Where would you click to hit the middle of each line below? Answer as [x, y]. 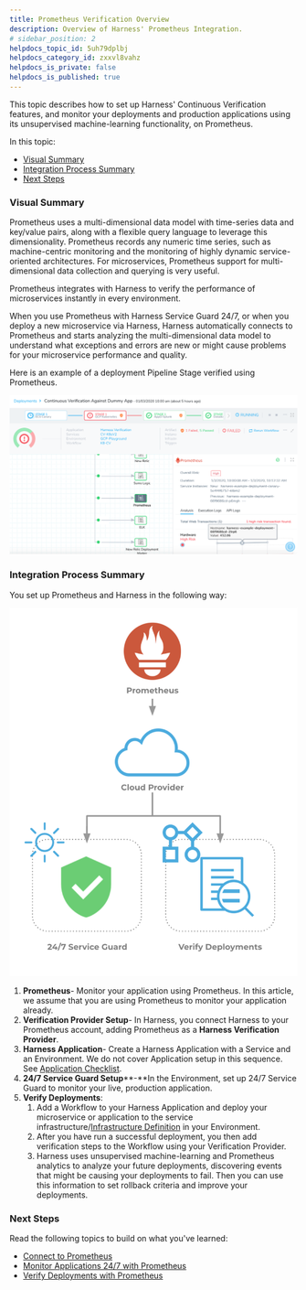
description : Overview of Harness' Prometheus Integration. [127, 29]
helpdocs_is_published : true [65, 78]
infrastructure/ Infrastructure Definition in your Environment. [148, 1126]
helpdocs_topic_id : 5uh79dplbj [69, 48]
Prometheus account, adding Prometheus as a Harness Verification [151, 1029]
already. [38, 1010]
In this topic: [33, 141]
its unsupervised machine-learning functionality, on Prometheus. [132, 124]
